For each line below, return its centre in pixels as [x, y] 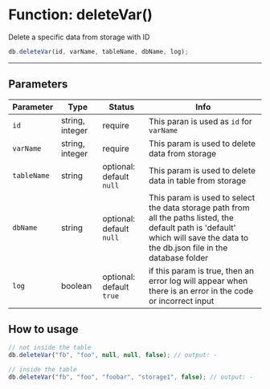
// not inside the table [50, 348]
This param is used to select [202, 197]
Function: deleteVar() [80, 15]
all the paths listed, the [191, 217]
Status [122, 107]
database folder [178, 257]
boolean [76, 286]
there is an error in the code [201, 290]
